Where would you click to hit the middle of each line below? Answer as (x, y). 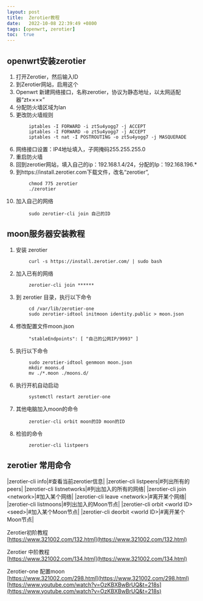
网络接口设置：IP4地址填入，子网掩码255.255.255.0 (81, 149)
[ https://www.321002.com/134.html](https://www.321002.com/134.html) (97, 558)
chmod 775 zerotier (53, 184)
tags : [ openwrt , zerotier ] (41, 29)
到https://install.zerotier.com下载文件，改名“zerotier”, (82, 172)
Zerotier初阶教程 (27, 532)
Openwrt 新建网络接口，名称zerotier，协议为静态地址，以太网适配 (98, 92)
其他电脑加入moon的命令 (47, 409)
